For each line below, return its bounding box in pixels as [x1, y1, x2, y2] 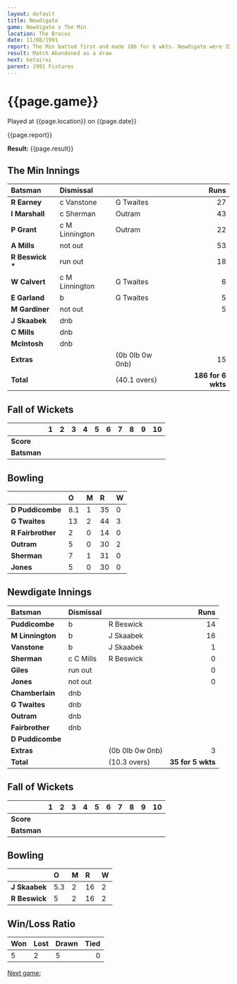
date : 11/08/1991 [7, 37, 59, 44]
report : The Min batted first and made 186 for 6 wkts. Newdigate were [7, 43, 222, 50]
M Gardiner [11, 305, 50, 315]
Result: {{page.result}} [7, 144, 74, 153]
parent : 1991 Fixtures [7, 63, 74, 70]
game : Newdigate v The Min [7, 23, 87, 30]
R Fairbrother [11, 528, 56, 537]
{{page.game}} [7, 93, 99, 110]
